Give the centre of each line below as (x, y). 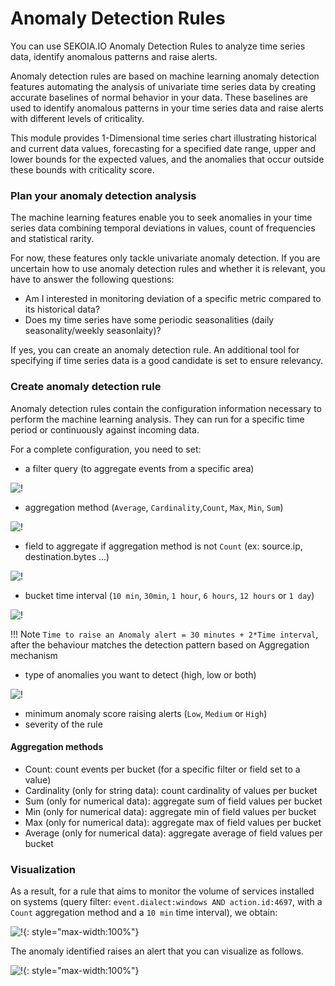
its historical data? (62, 309)
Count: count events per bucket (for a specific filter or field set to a (162, 769)
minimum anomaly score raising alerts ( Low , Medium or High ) (146, 713)
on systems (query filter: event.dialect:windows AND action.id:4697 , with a (166, 902)
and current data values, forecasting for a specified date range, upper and (163, 148)
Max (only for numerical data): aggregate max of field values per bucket (173, 822)
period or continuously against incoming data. (105, 429)
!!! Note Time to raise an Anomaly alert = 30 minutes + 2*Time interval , (164, 634)
